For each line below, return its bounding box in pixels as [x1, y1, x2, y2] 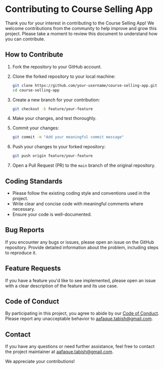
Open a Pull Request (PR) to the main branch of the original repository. [12, 162, 156, 168]
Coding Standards [5, 177, 63, 185]
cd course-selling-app [12, 87, 60, 93]
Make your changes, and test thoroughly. [12, 115, 97, 121]
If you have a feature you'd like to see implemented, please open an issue [5, 277, 156, 283]
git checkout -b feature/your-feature [12, 106, 93, 111]
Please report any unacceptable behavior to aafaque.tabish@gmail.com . [5, 316, 153, 322]
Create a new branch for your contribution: [12, 96, 100, 103]
